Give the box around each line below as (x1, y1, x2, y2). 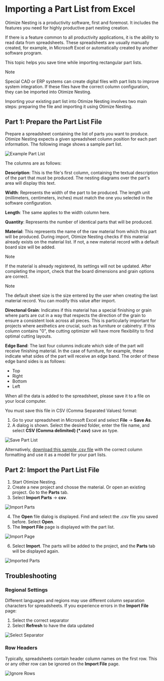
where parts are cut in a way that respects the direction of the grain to (5, 312, 146, 318)
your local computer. (5, 398, 47, 404)
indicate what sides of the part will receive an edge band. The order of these (5, 353, 159, 359)
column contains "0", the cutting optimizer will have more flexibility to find (5, 328, 154, 334)
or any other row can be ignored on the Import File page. (5, 660, 120, 667)
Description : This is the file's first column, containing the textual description (5, 170, 158, 175)
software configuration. (5, 200, 52, 206)
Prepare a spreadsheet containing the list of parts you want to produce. (5, 131, 149, 137)
